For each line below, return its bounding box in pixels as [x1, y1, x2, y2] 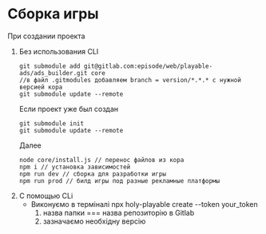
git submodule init [18, 119, 85, 128]
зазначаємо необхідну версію [42, 216, 146, 226]
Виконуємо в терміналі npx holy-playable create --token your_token [30, 199, 259, 208]
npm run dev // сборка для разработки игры [18, 169, 167, 178]
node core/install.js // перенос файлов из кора [18, 156, 185, 164]
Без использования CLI [18, 46, 99, 56]
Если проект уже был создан [18, 104, 119, 113]
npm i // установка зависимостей [18, 163, 131, 171]
